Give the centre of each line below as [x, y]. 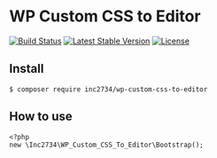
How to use [41, 117]
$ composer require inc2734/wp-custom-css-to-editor [108, 89]
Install [27, 69]
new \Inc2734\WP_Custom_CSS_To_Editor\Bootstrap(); [106, 145]
